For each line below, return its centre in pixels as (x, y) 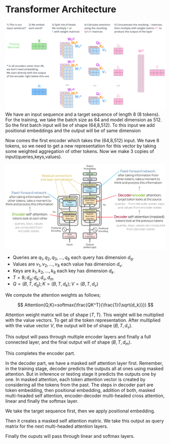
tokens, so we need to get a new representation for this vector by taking (81, 146)
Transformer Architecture (61, 9)
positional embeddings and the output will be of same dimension (73, 130)
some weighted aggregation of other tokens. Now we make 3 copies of (80, 151)
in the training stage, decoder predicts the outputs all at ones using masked (84, 369)
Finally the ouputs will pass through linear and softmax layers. (70, 436)
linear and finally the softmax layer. (42, 401)
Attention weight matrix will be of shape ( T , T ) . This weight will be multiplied (84, 315)
